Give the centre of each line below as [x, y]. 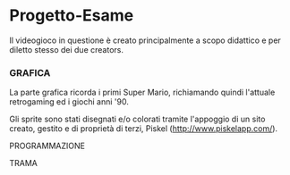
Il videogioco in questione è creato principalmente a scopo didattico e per [145, 40]
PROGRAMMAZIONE [47, 146]
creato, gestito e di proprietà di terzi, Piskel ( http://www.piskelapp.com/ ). [144, 129]
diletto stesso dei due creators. [66, 49]
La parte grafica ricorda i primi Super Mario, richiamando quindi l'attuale [142, 92]
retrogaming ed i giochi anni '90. [69, 102]
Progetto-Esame [72, 16]
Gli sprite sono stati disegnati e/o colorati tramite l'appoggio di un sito [137, 119]
